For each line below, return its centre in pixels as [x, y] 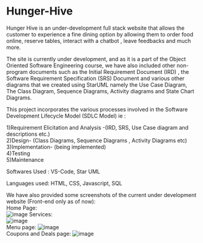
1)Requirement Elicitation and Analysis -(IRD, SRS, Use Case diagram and [98, 127]
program [17, 72]
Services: [41, 214]
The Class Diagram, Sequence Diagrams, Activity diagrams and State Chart [100, 91]
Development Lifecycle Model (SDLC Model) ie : [66, 116]
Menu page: [21, 227]
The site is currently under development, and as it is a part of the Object [96, 59]
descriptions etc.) [28, 134]
